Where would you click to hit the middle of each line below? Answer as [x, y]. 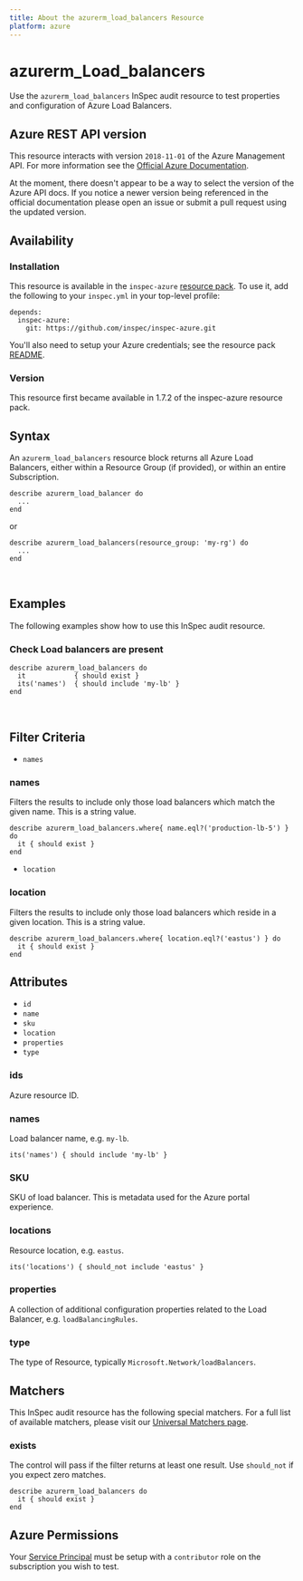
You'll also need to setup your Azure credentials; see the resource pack [142, 344]
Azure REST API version [78, 134]
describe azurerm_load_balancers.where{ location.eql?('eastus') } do [145, 939]
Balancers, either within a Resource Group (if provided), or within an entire [148, 468]
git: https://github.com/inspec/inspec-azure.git [121, 328]
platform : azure [40, 26]
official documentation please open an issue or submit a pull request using [148, 202]
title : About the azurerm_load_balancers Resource [107, 18]
